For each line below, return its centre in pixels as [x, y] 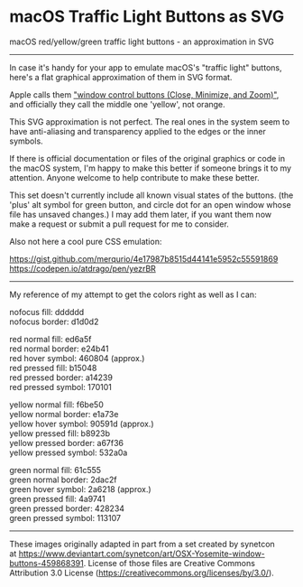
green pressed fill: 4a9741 [57, 498]
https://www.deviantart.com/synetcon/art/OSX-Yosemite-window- [142, 554]
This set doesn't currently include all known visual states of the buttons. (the [151, 195]
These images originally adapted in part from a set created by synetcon [142, 544]
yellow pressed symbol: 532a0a [69, 452]
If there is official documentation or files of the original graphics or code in [147, 158]
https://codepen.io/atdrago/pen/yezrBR [83, 268]
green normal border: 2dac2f [63, 480]
